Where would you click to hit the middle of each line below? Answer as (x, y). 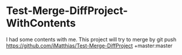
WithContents (41, 23)
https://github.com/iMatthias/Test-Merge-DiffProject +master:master (90, 46)
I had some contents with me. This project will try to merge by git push (91, 39)
